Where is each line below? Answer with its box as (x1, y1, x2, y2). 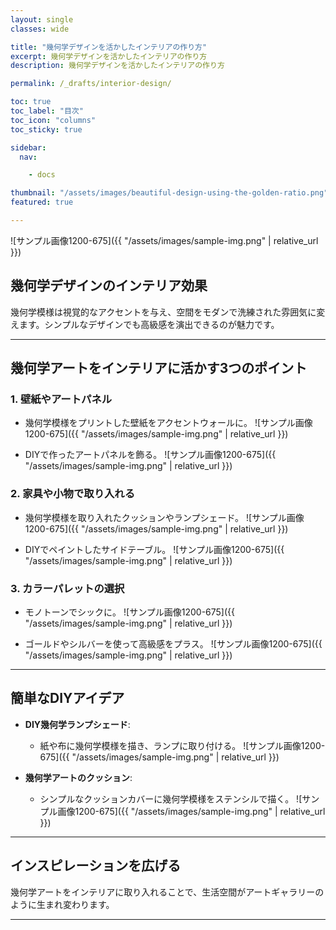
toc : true (10, 97, 52, 107)
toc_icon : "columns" (10, 115, 97, 125)
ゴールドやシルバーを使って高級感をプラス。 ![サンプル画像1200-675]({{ (24, 637, 323, 650)
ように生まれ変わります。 (10, 898, 115, 910)
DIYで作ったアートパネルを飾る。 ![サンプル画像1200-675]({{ (24, 449, 277, 461)
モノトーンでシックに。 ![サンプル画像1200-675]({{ (24, 606, 236, 618)
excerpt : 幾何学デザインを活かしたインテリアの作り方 (10, 51, 208, 61)
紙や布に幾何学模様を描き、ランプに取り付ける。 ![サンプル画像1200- (39, 739, 326, 751)
